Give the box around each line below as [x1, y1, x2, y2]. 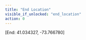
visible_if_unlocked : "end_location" [5, 12, 82, 17]
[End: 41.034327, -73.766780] [5, 30, 65, 36]
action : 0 [5, 16, 25, 21]
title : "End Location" [5, 7, 51, 12]
